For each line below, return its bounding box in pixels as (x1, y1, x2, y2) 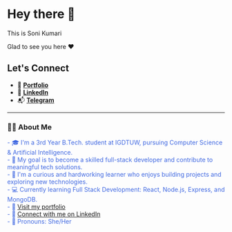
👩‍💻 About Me (7, 122, 52, 132)
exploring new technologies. (7, 177, 88, 186)
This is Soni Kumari (7, 29, 62, 37)
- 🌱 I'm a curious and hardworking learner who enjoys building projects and (7, 171, 222, 179)
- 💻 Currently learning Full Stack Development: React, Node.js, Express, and (7, 186, 226, 194)
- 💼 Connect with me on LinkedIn (7, 210, 101, 218)
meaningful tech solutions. (7, 163, 83, 171)
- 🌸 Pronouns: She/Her (7, 217, 72, 226)
